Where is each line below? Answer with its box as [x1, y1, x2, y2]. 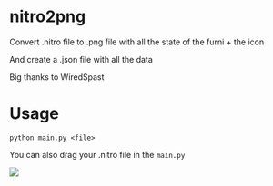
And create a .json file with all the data [9, 54, 153, 64]
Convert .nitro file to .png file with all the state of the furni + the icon [9, 36, 265, 47]
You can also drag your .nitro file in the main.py [9, 149, 186, 160]
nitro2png [9, 6, 86, 27]
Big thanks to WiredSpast [9, 71, 105, 83]
